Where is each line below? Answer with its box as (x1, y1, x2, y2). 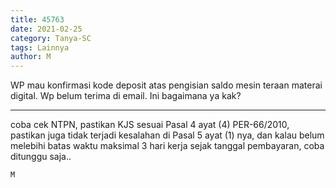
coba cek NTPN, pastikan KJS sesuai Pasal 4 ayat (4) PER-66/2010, (10, 119, 290, 131)
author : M (10, 52, 52, 62)
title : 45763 (10, 14, 65, 25)
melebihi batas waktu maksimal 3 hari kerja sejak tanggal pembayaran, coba (10, 140, 325, 152)
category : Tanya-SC (10, 33, 92, 43)
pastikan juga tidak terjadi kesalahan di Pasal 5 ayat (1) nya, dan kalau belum (10, 129, 325, 141)
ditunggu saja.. (10, 151, 72, 163)
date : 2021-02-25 (10, 24, 83, 34)
